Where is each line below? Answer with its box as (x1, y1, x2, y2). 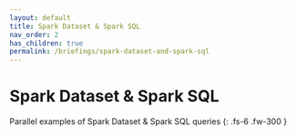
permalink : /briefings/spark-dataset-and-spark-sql (9, 47, 209, 56)
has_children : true (9, 38, 84, 48)
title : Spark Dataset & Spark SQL (9, 22, 141, 31)
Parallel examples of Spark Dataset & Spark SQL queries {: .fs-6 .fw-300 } (9, 116, 288, 127)
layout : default (9, 13, 71, 23)
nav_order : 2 (9, 30, 59, 39)
